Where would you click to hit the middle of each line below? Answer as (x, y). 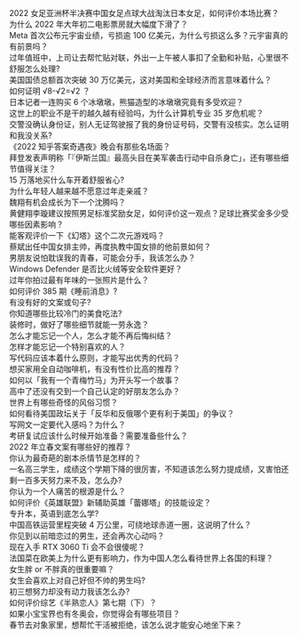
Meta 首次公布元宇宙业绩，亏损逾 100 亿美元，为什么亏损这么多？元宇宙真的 (149, 35)
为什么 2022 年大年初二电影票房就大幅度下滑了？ (99, 24)
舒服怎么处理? (35, 69)
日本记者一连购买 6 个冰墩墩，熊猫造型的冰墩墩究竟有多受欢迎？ (126, 102)
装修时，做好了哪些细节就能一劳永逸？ (79, 324)
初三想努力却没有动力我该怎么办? (70, 591)
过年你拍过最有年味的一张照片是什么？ (79, 280)
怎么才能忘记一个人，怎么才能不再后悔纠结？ (91, 335)
